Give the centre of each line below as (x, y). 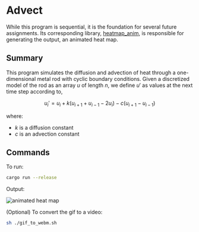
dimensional (21, 79)
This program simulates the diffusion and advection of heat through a (91, 73)
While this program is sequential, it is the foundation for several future (91, 27)
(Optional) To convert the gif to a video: (54, 212)
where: (15, 116)
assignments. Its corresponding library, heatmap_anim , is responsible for (95, 33)
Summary (25, 58)
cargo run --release (32, 178)
